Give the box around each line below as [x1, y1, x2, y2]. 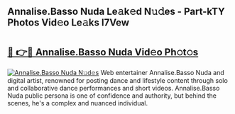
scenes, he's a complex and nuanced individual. [7, 99, 148, 107]
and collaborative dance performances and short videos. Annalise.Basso [7, 84, 220, 92]
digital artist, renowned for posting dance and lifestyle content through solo [7, 76, 229, 84]
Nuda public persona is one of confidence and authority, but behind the [7, 91, 217, 100]
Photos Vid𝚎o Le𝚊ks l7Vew [7, 17, 130, 29]
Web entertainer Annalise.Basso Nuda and [100, 69, 225, 76]
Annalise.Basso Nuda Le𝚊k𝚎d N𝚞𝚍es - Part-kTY [7, 6, 225, 18]
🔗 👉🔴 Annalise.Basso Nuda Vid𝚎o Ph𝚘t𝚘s [7, 46, 199, 58]
